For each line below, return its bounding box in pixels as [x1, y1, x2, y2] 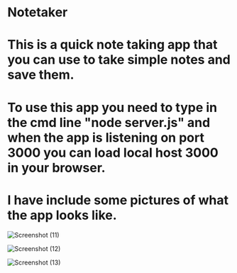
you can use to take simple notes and [7, 52, 231, 68]
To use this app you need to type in [7, 99, 218, 116]
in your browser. [7, 160, 106, 176]
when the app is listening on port [7, 129, 204, 145]
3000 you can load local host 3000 [7, 145, 219, 160]
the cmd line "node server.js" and [7, 114, 211, 130]
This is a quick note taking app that [7, 37, 218, 53]
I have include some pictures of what [7, 192, 229, 208]
